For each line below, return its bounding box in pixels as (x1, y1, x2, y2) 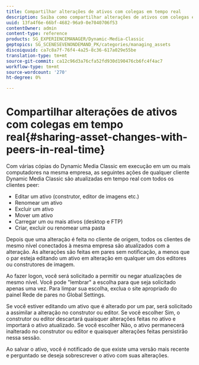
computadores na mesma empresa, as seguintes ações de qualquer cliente (6, 169, 190, 176)
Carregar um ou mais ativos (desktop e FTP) (14, 218, 123, 225)
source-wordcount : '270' (6, 69, 68, 75)
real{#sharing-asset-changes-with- (6, 131, 188, 144)
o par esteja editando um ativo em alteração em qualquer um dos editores (6, 255, 187, 262)
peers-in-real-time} (6, 143, 105, 157)
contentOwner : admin (6, 25, 57, 31)
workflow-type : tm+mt (6, 63, 60, 70)
